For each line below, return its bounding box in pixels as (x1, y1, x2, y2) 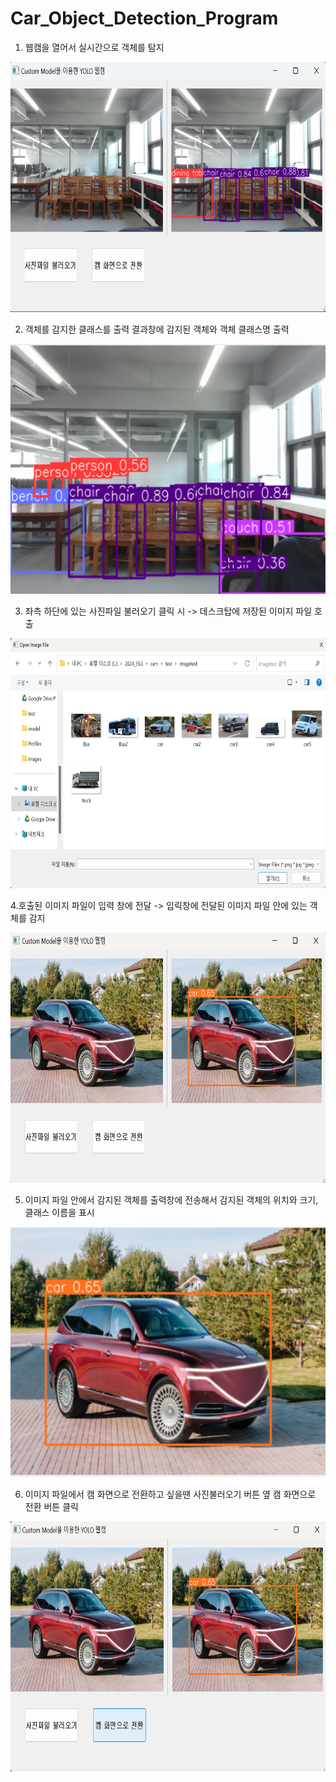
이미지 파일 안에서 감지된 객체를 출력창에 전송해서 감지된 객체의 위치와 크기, (24, 1193, 319, 1206)
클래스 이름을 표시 (24, 1206, 95, 1218)
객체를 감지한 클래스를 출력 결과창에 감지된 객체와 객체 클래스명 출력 (24, 323, 290, 335)
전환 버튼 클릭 (24, 1500, 79, 1512)
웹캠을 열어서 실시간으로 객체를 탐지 (24, 41, 165, 53)
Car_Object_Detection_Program (10, 7, 279, 30)
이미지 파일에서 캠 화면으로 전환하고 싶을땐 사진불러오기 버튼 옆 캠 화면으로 (24, 1488, 317, 1500)
